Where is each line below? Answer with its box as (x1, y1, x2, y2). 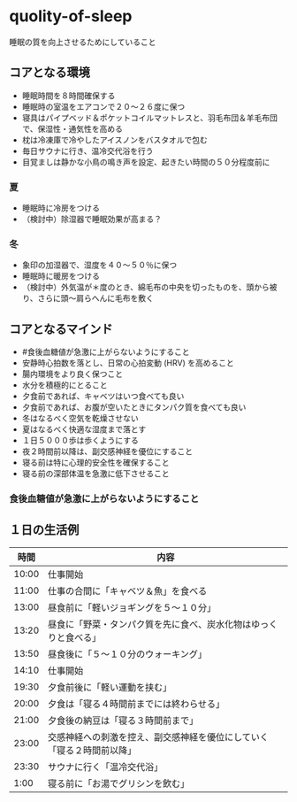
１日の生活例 (9, 522, 80, 537)
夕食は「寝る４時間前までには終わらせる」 (47, 698, 225, 710)
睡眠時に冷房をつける (21, 203, 100, 213)
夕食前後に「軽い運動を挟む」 (47, 681, 172, 693)
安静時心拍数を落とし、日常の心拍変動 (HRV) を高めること (21, 358, 234, 368)
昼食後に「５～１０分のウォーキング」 (47, 648, 208, 660)
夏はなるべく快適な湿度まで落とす (21, 424, 147, 435)
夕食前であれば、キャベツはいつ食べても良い (21, 391, 185, 402)
